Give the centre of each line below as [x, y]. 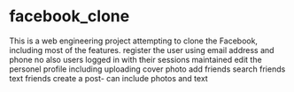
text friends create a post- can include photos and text [108, 78]
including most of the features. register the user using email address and [142, 50]
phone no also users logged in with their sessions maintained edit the [136, 59]
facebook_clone [70, 16]
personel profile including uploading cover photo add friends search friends [147, 69]
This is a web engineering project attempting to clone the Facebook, [134, 41]
